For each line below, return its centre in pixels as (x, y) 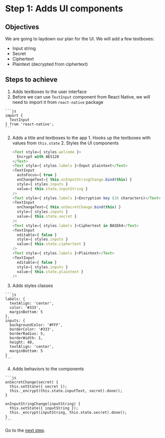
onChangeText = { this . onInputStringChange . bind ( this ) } (75, 180)
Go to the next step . (25, 431)
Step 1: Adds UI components (64, 9)
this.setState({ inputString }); (44, 408)
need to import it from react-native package (58, 102)
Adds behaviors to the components (48, 369)
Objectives (22, 27)
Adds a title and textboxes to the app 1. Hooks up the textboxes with (81, 138)
